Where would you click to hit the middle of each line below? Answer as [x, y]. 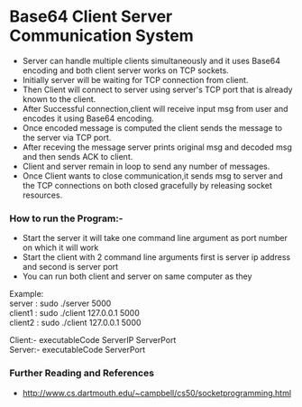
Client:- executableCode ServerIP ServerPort [93, 340]
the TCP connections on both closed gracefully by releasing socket [147, 185]
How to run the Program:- [66, 218]
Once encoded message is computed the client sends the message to [152, 127]
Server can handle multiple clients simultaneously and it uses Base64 [151, 60]
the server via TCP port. [67, 137]
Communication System [101, 36]
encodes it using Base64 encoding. [88, 118]
